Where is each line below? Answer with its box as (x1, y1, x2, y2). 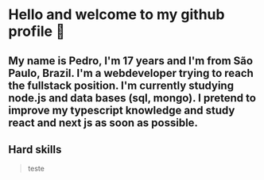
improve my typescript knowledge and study (8, 103, 235, 117)
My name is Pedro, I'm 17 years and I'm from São (8, 54, 253, 67)
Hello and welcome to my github (8, 6, 225, 24)
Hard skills (8, 143, 62, 156)
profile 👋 (8, 22, 65, 40)
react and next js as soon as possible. (8, 116, 199, 129)
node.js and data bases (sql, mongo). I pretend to (8, 91, 257, 105)
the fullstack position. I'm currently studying (8, 79, 235, 92)
